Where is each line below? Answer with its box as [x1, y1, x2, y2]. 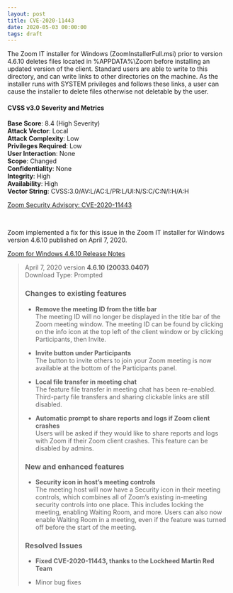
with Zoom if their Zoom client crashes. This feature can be [35, 436, 208, 445]
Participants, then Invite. [35, 335, 106, 343]
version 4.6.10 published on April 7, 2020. [7, 235, 127, 245]
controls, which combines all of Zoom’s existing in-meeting [35, 493, 208, 501]
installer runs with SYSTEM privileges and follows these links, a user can [7, 79, 220, 89]
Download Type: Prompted [24, 271, 103, 279]
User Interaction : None [7, 150, 76, 158]
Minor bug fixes [35, 578, 81, 587]
